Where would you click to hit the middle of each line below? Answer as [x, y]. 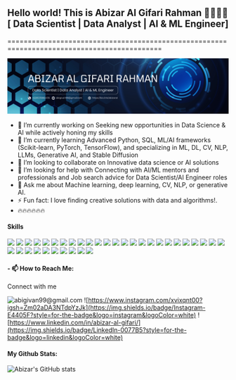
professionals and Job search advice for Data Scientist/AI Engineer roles [122, 177]
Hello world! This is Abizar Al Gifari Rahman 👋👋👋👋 [118, 13]
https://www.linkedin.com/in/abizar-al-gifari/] [75, 323]
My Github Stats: [32, 353]
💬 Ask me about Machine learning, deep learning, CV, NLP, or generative [123, 184]
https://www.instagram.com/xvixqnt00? [145, 300]
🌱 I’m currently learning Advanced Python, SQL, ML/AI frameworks [114, 140]
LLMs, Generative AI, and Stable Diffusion [78, 155]
